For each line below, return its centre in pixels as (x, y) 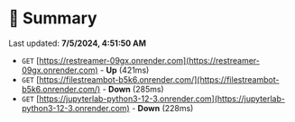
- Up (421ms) (124, 70)
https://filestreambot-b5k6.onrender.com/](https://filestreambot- (159, 79)
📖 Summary (53, 18)
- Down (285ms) (133, 89)
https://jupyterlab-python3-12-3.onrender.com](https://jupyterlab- (162, 99)
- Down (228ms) (162, 108)
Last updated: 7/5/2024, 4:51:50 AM (77, 43)
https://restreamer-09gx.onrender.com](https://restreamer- (150, 60)
